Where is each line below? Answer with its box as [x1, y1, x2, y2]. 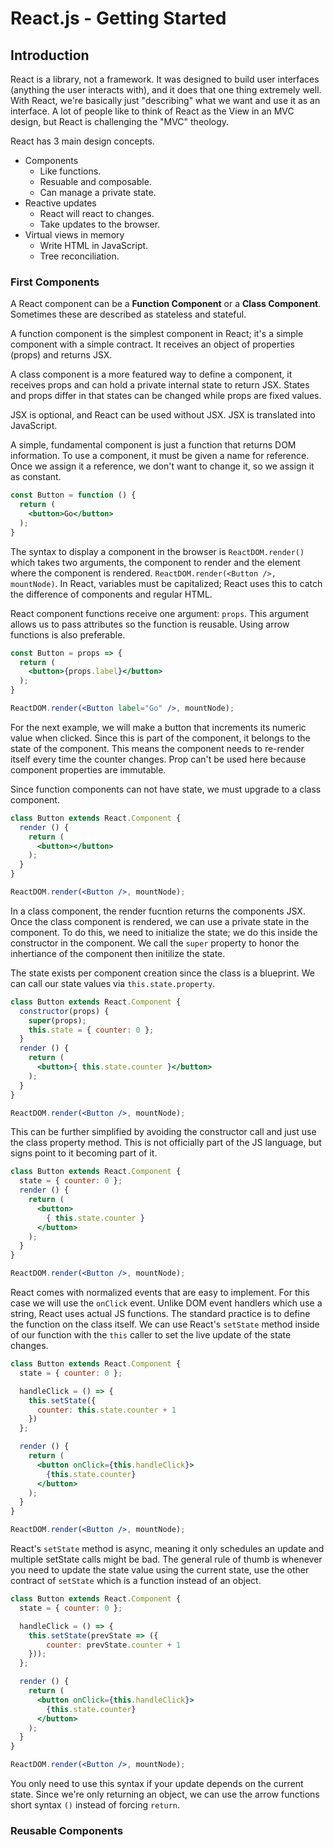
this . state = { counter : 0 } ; [28, 1025, 155, 1035]
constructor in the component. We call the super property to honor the [10, 937, 300, 949]
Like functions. [39, 165, 102, 177]
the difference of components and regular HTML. [10, 588, 213, 600]
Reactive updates [24, 197, 97, 209]
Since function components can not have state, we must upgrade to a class [10, 783, 322, 795]
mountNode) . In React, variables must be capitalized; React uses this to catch [10, 577, 323, 589]
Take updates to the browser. [39, 218, 161, 230]
